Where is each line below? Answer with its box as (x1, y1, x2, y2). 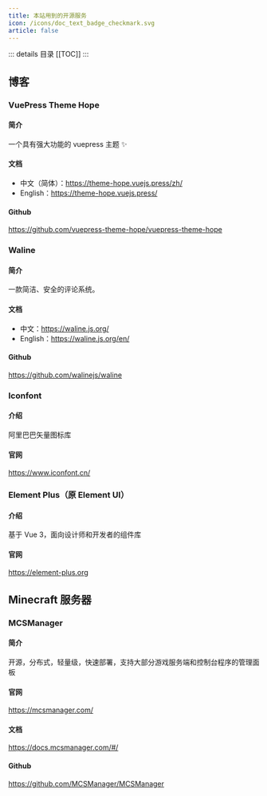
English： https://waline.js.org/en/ (19, 333, 130, 343)
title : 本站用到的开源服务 (8, 11, 88, 20)
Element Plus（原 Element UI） (8, 490, 129, 501)
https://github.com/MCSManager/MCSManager (8, 778, 165, 788)
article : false (8, 26, 59, 34)
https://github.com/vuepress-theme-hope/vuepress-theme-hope (8, 225, 223, 234)
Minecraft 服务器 (8, 593, 92, 606)
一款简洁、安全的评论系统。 (8, 285, 100, 294)
